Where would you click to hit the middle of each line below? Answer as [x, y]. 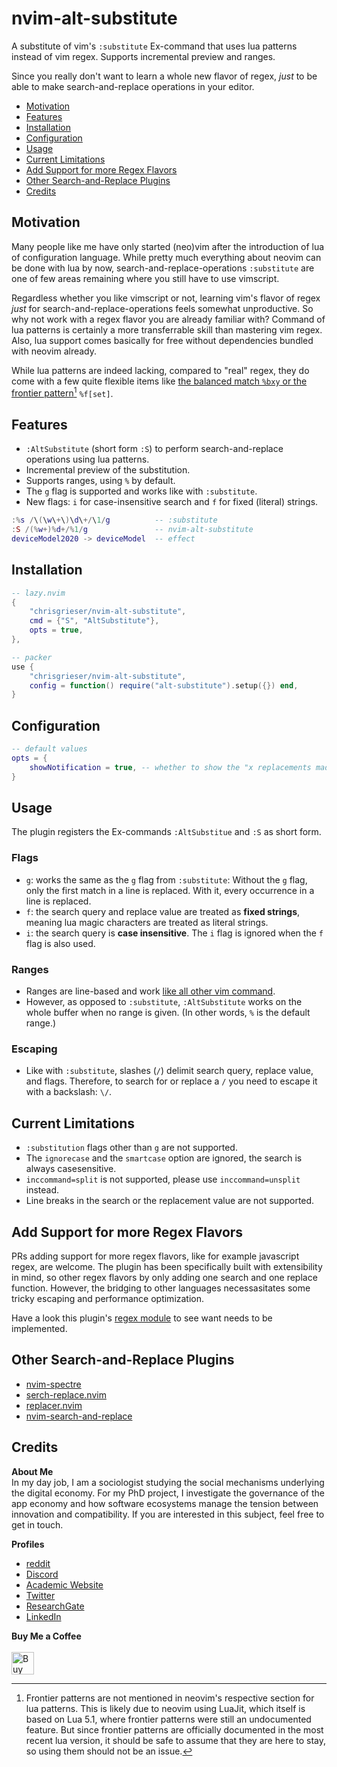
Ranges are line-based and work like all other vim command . [150, 991]
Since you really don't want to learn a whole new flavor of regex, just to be [164, 76]
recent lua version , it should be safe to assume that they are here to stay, [175, 1740]
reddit [38, 1563]
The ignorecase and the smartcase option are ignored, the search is [164, 1158]
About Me [32, 1471]
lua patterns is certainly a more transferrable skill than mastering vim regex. [167, 329]
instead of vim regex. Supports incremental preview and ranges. [143, 56]
